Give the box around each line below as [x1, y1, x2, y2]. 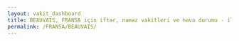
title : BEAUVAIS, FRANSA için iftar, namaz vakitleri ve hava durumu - [7, 17, 224, 24]
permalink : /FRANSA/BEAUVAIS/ [7, 23, 97, 30]
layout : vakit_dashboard [7, 10, 81, 17]
